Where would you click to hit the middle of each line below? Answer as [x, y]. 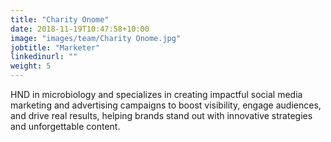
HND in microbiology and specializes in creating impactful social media [156, 94]
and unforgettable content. [65, 126]
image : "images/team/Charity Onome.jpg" [96, 38]
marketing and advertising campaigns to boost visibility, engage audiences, [166, 105]
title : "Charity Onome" [60, 19]
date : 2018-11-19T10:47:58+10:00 [80, 29]
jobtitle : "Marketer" [55, 47]
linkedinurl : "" [44, 57]
